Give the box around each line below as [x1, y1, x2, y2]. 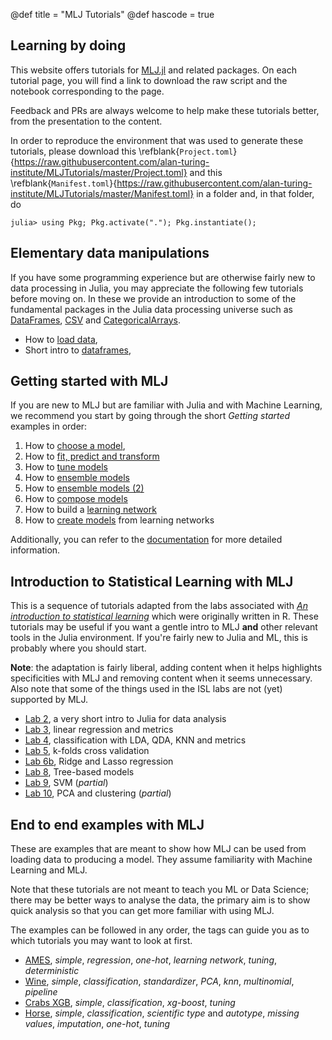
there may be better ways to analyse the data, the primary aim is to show [10, 894, 311, 906]
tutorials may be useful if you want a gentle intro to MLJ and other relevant [10, 621, 318, 633]
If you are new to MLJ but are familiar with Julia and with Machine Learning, [10, 399, 323, 411]
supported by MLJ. [10, 694, 89, 706]
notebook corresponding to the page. [10, 85, 165, 97]
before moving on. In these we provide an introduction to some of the [10, 292, 297, 304]
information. [10, 544, 61, 556]
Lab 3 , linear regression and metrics [24, 724, 174, 736]
